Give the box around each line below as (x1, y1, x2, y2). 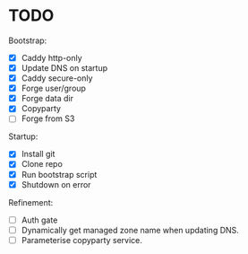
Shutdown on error (21, 179, 91, 189)
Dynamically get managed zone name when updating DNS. (21, 224, 239, 235)
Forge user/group (21, 83, 87, 94)
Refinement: (8, 197, 54, 207)
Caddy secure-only (21, 73, 93, 83)
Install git (21, 149, 56, 160)
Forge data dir (21, 93, 73, 104)
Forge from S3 (21, 113, 75, 124)
